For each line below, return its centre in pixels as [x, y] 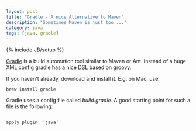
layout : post [22, 11]
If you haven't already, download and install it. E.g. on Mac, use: [83, 79]
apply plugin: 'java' [32, 123]
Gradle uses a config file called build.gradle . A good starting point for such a [98, 101]
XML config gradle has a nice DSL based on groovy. [69, 67]
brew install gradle [31, 89]
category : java [25, 28]
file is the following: [30, 106]
